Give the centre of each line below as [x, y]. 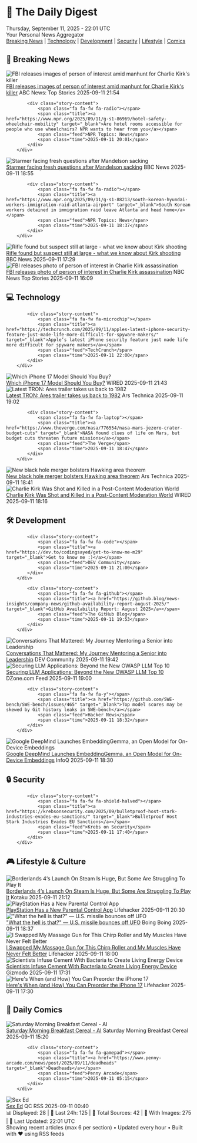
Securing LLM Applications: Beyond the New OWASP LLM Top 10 [85, 672]
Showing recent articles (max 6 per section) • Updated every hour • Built [95, 1127]
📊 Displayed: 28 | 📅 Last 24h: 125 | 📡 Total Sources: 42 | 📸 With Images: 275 [99, 1112]
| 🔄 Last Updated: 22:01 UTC [41, 1121]
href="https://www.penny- [130, 1058]
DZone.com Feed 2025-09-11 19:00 [49, 679]
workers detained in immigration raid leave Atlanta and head [84, 210]
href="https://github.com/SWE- [136, 700]
